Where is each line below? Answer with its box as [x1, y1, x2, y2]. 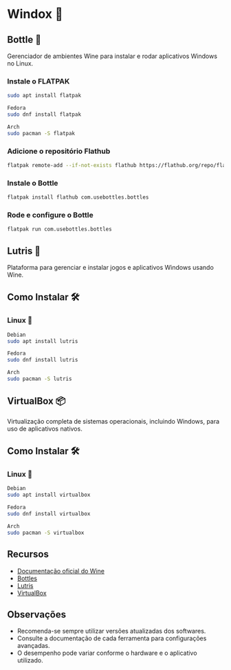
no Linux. [7, 59, 34, 68]
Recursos [7, 549, 49, 560]
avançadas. [16, 642, 50, 650]
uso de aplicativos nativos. [7, 424, 82, 433]
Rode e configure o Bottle [7, 210, 94, 219]
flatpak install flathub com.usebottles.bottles [7, 194, 149, 201]
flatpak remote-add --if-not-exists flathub [7, 161, 137, 168]
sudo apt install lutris [7, 337, 78, 344]
